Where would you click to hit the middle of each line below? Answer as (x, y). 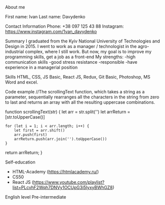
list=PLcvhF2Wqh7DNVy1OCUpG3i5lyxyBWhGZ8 (62, 187)
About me (15, 7)
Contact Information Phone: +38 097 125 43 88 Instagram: (65, 26)
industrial (15, 52)
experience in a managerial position (41, 67)
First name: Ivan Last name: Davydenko (45, 17)
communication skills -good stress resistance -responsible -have (71, 62)
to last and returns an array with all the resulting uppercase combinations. (80, 102)
